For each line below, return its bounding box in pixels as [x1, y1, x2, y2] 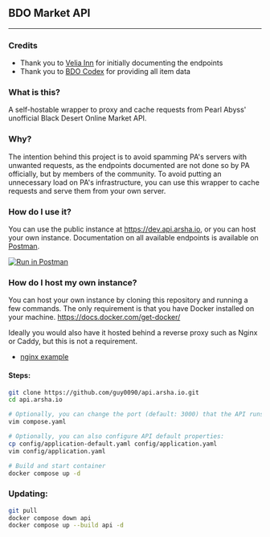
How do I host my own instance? [8, 277, 137, 288]
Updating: [8, 488, 48, 499]
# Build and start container [8, 461, 106, 469]
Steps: [8, 370, 31, 380]
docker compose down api [8, 514, 92, 522]
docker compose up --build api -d [8, 522, 125, 530]
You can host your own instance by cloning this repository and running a [8, 295, 248, 305]
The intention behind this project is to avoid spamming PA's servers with [8, 152, 247, 162]
